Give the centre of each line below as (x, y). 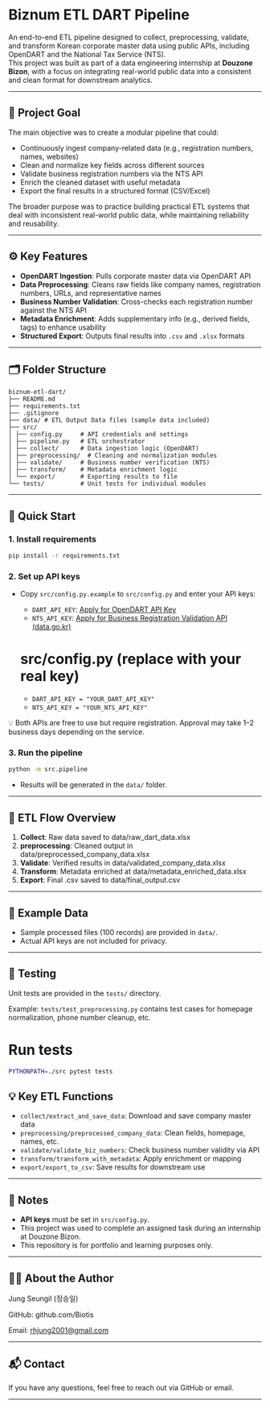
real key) (50, 677)
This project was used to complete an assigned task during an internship (140, 1228)
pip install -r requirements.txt (64, 556)
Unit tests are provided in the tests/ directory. (85, 993)
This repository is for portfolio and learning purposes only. (116, 1245)
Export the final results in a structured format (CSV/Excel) (115, 190)
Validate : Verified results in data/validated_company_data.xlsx (123, 863)
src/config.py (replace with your (131, 659)
